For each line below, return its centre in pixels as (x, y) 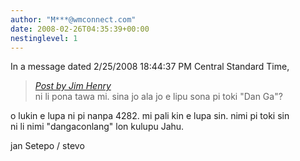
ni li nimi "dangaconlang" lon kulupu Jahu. (97, 127)
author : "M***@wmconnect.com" (73, 19)
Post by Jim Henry (73, 86)
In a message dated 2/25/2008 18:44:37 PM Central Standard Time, (150, 67)
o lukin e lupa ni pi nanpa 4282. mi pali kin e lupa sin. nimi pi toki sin (150, 116)
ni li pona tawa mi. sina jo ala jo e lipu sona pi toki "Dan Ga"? (158, 97)
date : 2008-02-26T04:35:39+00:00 (80, 29)
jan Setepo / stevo (47, 146)
